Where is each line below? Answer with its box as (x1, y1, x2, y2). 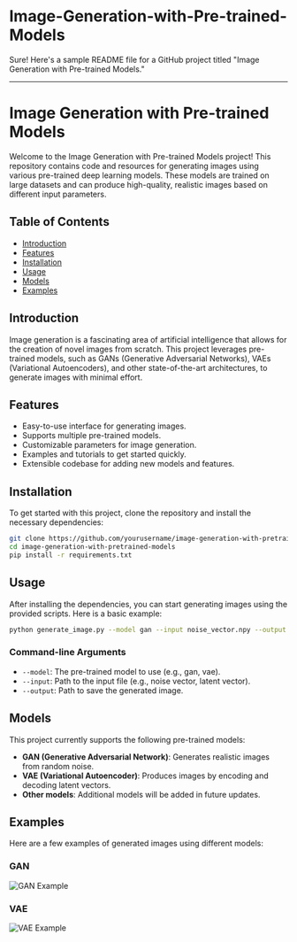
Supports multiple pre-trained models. (21, 430, 162, 441)
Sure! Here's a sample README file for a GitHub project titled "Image (9, 54, 260, 65)
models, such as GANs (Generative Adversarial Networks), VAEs (36, 352, 271, 364)
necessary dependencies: (9, 517, 104, 528)
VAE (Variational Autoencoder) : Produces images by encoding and (21, 770, 270, 781)
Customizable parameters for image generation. (21, 440, 197, 451)
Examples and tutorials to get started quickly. (21, 449, 187, 459)
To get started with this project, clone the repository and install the (9, 507, 252, 519)
